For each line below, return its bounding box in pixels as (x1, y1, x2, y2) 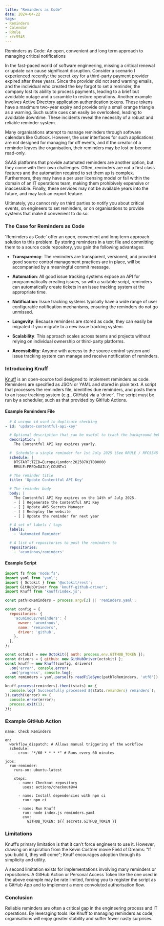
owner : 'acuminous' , (18, 620, 60, 625)
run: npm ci (22, 797, 47, 802)
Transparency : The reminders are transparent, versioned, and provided (12, 254, 157, 260)
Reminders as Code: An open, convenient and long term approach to (5, 47, 143, 54)
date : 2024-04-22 (5, 12, 41, 17)
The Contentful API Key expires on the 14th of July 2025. (14, 496, 137, 500)
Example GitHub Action (5, 718, 61, 724)
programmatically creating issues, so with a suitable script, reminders (12, 279, 152, 285)
